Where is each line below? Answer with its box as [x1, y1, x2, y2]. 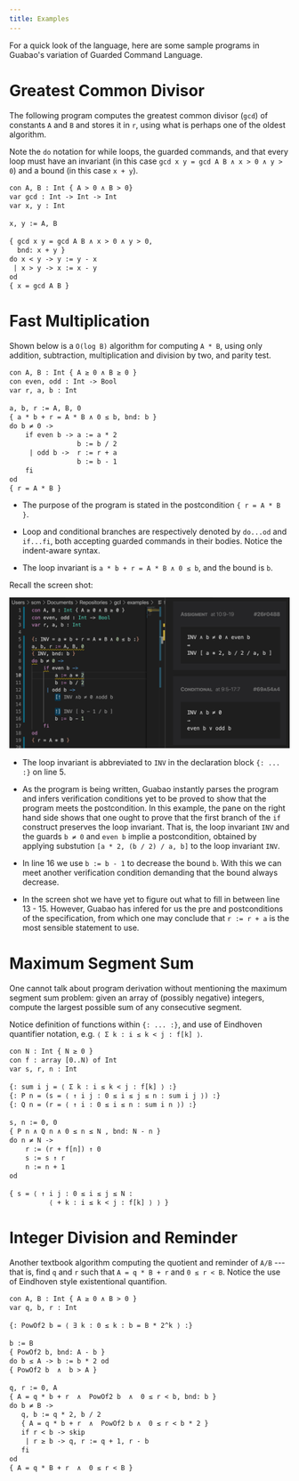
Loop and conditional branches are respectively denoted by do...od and [21, 526, 287, 537]
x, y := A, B [9, 219, 58, 228]
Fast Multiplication [9, 311, 150, 331]
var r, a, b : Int [9, 385, 77, 395]
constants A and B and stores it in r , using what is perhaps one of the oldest [9, 119, 287, 130]
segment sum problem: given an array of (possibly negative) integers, [9, 992, 265, 1003]
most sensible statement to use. [21, 922, 140, 933]
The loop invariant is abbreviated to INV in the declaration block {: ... [21, 757, 280, 767]
